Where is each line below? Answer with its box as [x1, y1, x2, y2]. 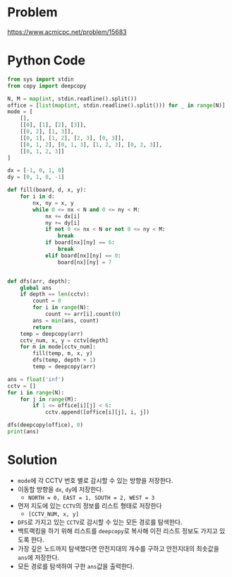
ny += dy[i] [44, 219, 80, 226]
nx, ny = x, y [32, 199, 74, 206]
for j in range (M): [20, 395, 78, 403]
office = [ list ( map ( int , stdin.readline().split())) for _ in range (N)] [7, 102, 226, 109]
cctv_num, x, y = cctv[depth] [20, 337, 109, 344]
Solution [7, 452, 58, 468]
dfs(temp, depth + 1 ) [32, 356, 97, 364]
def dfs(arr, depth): [7, 277, 71, 285]
